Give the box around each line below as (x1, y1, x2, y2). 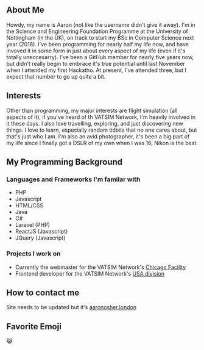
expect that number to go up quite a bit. (6, 73, 106, 80)
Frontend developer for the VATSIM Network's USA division (15, 270, 165, 277)
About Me (6, 5, 44, 15)
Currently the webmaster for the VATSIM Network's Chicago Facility (15, 263, 186, 271)
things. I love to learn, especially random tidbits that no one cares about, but (6, 126, 197, 134)
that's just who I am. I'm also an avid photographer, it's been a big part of (6, 132, 190, 140)
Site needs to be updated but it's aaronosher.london (6, 304, 137, 311)
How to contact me (6, 288, 80, 298)
